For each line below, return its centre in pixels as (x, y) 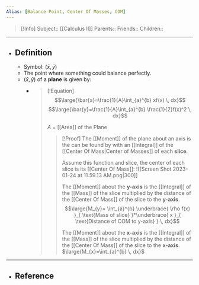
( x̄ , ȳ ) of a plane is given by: (57, 79)
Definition (33, 53)
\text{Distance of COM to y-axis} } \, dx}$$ (127, 221)
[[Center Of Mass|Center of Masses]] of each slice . (125, 151)
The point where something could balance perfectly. (87, 73)
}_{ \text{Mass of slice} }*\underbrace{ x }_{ (128, 215)
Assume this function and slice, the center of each (123, 163)
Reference (34, 276)
